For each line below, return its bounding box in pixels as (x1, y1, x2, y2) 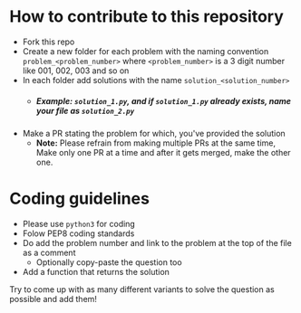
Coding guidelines (9, 188, 150, 209)
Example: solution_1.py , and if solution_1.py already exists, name (35, 95, 292, 106)
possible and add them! (9, 293, 98, 304)
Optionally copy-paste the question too (35, 256, 183, 268)
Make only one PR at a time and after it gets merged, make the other (35, 147, 292, 157)
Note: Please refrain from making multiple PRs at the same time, (35, 138, 277, 148)
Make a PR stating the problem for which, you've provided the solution (22, 128, 286, 138)
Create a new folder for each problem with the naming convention (22, 45, 269, 56)
